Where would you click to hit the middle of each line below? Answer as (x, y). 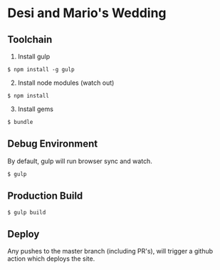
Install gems (35, 109)
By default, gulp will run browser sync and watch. (80, 161)
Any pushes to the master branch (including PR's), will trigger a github (110, 251)
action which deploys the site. (51, 259)
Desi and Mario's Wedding (87, 13)
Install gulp (34, 56)
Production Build (45, 196)
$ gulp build (27, 212)
